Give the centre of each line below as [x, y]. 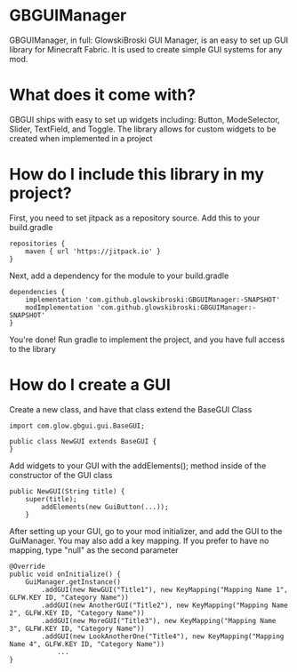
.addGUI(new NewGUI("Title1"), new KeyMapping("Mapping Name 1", [165, 589]
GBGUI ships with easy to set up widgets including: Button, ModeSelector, [144, 119]
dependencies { [37, 292]
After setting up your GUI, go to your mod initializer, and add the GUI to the [146, 531]
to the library [32, 348]
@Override [28, 566]
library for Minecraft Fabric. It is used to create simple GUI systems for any [146, 49]
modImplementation [59, 308]
